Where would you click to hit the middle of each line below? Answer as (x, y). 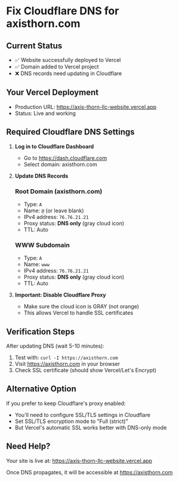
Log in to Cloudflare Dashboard (54, 146)
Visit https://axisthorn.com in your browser (67, 364)
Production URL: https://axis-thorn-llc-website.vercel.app (86, 107)
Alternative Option (41, 389)
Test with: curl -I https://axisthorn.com (66, 358)
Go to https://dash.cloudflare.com (65, 158)
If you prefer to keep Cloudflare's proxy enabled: (66, 403)
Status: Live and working (45, 113)
